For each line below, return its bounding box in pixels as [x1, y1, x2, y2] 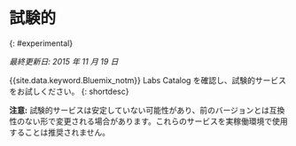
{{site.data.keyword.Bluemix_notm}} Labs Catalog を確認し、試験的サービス [9, 74, 286, 85]
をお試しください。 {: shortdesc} [9, 86, 129, 96]
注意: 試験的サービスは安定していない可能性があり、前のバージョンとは [9, 104, 270, 115]
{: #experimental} [9, 37, 74, 49]
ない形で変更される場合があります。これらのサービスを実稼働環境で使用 [24, 116, 288, 127]
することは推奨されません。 [9, 127, 111, 137]
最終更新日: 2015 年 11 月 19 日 [9, 56, 119, 66]
